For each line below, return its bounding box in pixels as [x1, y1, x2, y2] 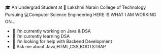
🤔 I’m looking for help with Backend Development [12, 38, 112, 44]
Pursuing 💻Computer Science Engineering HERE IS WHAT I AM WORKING [5, 12, 157, 18]
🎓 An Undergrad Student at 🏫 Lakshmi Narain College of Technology [5, 4, 146, 10]
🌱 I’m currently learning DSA [12, 34, 70, 39]
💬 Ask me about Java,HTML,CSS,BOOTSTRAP [12, 44, 106, 49]
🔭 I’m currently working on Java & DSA [12, 28, 91, 34]
